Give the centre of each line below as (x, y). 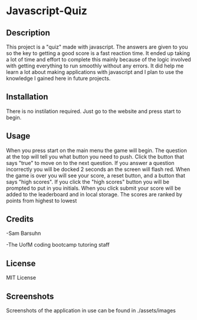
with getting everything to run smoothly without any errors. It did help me (95, 66)
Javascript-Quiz (47, 11)
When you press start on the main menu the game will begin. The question (96, 150)
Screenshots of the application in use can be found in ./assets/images (91, 311)
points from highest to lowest (42, 201)
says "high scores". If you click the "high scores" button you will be (88, 182)
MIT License (21, 278)
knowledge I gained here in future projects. (58, 78)
